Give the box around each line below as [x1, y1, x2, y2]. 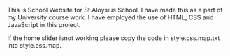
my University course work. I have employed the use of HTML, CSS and [7, 13, 214, 21]
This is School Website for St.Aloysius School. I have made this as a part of [7, 6, 223, 14]
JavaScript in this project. [7, 21, 81, 28]
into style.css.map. [7, 41, 62, 49]
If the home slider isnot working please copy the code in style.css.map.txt [7, 34, 220, 42]
